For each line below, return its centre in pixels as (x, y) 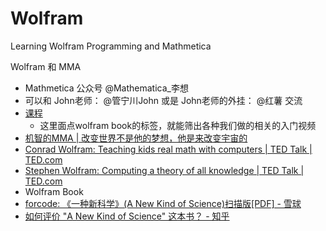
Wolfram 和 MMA (46, 66)
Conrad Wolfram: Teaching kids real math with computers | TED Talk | (168, 149)
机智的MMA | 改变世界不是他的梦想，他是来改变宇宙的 (136, 138)
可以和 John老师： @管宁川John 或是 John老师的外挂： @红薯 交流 (163, 100)
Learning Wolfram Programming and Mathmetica (111, 46)
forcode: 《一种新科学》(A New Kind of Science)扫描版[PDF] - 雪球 (163, 203)
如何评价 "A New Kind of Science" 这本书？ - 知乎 (127, 216)
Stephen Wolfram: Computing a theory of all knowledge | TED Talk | (164, 170)
